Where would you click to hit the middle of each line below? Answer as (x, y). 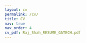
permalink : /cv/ (21, 14)
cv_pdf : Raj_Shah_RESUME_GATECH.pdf (43, 33)
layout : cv (16, 10)
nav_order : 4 (18, 28)
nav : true (15, 23)
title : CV (15, 19)
